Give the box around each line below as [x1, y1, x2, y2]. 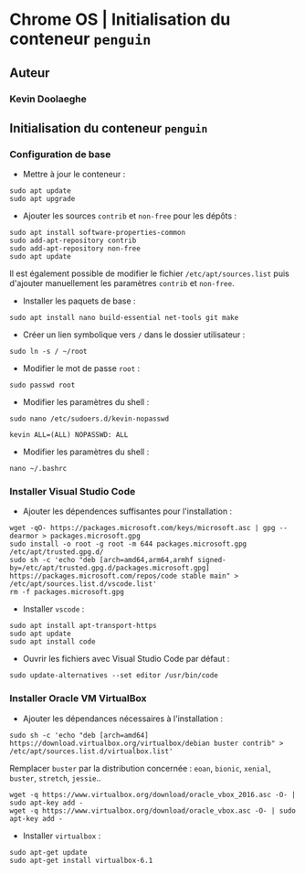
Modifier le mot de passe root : [22, 363, 141, 374]
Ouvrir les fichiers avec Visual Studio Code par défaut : [22, 654, 230, 665]
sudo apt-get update [9, 847, 89, 857]
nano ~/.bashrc [9, 464, 68, 474]
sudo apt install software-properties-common [9, 229, 185, 238]
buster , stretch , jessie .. [9, 773, 102, 783]
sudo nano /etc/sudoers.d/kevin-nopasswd [9, 414, 170, 424]
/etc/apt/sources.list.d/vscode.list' [9, 580, 157, 589]
